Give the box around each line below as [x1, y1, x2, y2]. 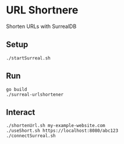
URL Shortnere [6, 3, 79, 17]
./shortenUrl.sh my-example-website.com [6, 123, 106, 129]
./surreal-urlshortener [6, 92, 64, 97]
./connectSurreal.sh [6, 133, 56, 139]
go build [6, 86, 27, 92]
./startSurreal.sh [6, 55, 51, 61]
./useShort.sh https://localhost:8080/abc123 [6, 128, 118, 134]
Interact [6, 107, 36, 117]
